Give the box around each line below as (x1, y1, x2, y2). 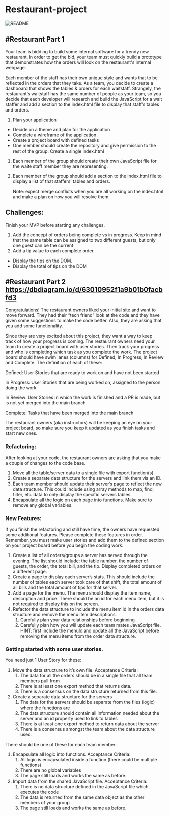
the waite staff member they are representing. (12, 163, 108, 169)
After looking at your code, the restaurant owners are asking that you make (5, 455, 161, 461)
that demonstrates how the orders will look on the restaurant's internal (5, 59, 151, 65)
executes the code (20, 789, 59, 795)
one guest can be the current (12, 242, 74, 248)
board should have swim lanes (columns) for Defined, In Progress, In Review (5, 354, 164, 360)
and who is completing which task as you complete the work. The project (5, 349, 157, 355)
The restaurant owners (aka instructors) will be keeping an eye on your (5, 420, 152, 426)
